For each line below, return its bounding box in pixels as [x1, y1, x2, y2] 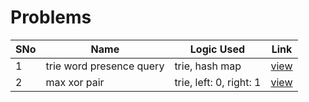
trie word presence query [45, 59, 165, 73]
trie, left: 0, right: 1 [174, 75, 262, 89]
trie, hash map [174, 59, 242, 73]
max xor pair [45, 75, 105, 89]
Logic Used [189, 42, 246, 56]
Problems [10, 6, 92, 29]
